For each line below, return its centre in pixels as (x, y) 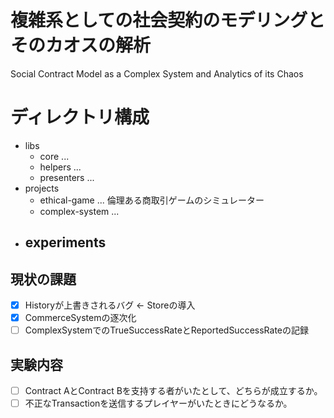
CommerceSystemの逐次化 (80, 318)
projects (42, 188)
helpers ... (60, 167)
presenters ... (67, 177)
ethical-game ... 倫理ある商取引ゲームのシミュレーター (152, 200)
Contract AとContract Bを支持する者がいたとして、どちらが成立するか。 (173, 391)
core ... (54, 156)
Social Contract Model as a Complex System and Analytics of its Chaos (157, 73)
